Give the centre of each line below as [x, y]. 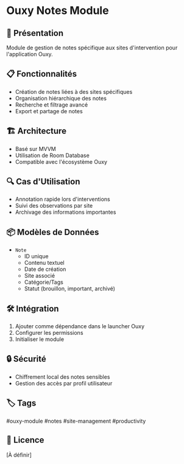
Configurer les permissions [49, 333]
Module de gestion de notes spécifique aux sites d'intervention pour [92, 47]
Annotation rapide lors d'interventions [63, 199]
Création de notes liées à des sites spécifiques [74, 91]
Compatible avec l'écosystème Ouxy [61, 161]
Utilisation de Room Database [52, 155]
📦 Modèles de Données [53, 232]
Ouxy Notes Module [58, 11]
